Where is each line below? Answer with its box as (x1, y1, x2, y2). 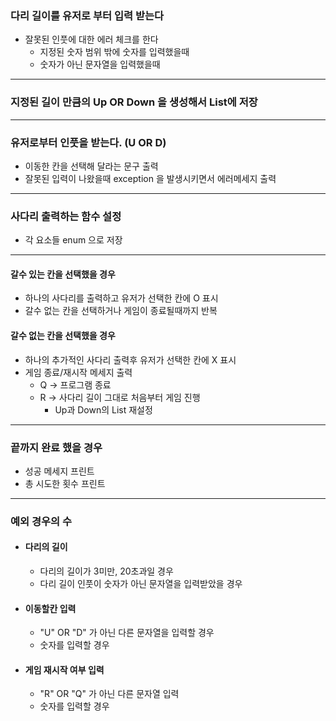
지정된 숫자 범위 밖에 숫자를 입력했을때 (39, 46, 190, 58)
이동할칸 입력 (24, 602, 77, 614)
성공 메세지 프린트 (24, 465, 95, 477)
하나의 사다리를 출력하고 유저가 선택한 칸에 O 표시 (24, 292, 219, 304)
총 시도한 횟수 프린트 (24, 477, 106, 489)
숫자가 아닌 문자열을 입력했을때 (39, 58, 161, 71)
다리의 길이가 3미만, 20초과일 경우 (39, 565, 174, 577)
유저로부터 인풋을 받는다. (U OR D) (10, 135, 167, 149)
